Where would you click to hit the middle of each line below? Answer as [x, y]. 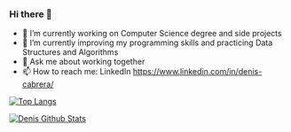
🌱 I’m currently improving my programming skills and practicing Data [147, 43]
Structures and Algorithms [70, 52]
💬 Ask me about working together [83, 62]
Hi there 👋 [31, 14]
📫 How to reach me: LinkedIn [76, 72]
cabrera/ [38, 84]
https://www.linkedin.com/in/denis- [197, 72]
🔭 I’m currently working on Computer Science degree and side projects [152, 34]
